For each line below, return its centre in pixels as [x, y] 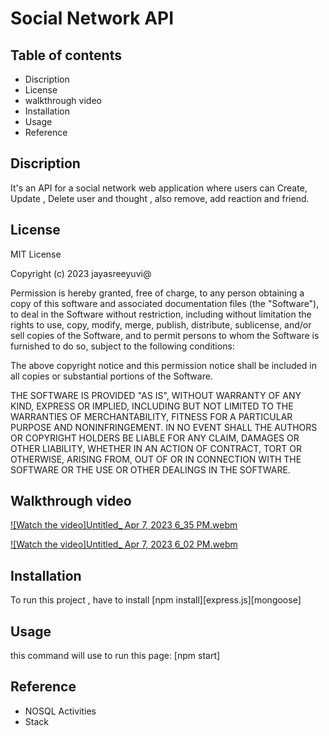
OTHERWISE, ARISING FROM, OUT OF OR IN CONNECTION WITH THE [156, 459]
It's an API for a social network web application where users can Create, [159, 188]
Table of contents [66, 55]
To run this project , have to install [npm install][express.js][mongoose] [156, 600]
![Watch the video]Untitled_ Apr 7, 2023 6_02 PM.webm [124, 544]
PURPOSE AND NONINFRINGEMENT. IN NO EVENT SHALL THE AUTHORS [164, 427]
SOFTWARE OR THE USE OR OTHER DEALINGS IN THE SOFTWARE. [150, 469]
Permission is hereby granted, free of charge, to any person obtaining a [157, 293]
